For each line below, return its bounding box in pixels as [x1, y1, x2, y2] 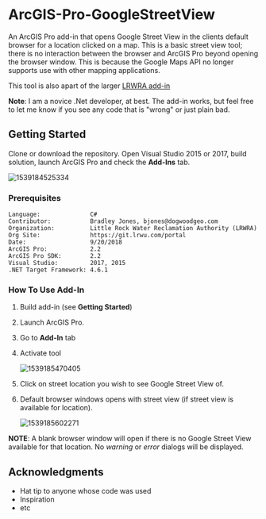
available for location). [19, 403, 93, 413]
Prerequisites [8, 192, 61, 203]
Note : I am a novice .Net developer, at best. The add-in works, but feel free [8, 96, 254, 106]
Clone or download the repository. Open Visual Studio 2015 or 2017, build [8, 148, 248, 158]
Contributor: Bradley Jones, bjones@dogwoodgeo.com [8, 217, 218, 225]
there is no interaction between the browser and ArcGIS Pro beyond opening [8, 48, 259, 58]
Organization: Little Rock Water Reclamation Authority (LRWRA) [8, 225, 258, 233]
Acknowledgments [8, 465, 105, 479]
